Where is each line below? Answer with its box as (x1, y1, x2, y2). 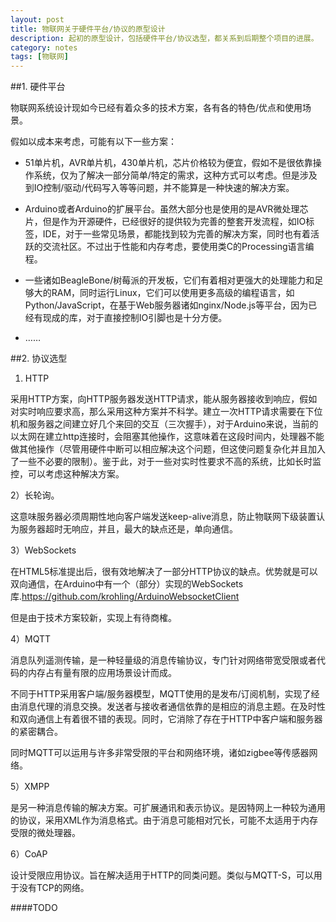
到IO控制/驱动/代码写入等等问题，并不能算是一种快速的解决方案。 (24, 182, 295, 194)
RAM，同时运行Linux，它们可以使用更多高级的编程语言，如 (51, 287, 295, 299)
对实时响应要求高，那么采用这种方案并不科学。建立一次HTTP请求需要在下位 (10, 406, 323, 418)
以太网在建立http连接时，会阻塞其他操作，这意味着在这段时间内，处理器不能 (10, 431, 325, 443)
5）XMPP (10, 781, 50, 793)
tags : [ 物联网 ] (10, 52, 70, 62)
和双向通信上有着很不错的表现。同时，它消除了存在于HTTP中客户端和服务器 (10, 713, 323, 725)
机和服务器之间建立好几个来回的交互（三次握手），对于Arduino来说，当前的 (10, 418, 319, 430)
